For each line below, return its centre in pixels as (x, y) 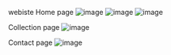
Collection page (34, 27)
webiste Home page (41, 12)
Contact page (30, 42)
